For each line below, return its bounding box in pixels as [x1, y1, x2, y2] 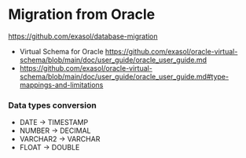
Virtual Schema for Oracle [19, 46, 104, 56]
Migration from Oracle [8, 6, 156, 24]
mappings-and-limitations [19, 80, 104, 90]
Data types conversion [8, 100, 97, 111]
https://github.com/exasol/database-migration [8, 31, 159, 41]
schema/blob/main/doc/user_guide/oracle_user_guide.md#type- [19, 72, 229, 81]
